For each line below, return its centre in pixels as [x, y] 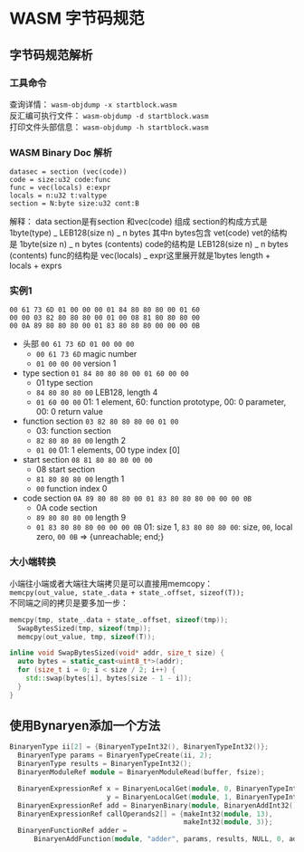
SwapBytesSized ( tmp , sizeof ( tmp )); [85, 628]
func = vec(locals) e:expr [60, 188]
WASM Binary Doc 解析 [61, 152]
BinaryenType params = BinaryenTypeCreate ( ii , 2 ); [115, 756]
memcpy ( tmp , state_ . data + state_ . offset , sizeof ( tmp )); [119, 620]
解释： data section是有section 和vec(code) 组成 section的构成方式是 [138, 222]
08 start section [66, 469]
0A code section [66, 508]
